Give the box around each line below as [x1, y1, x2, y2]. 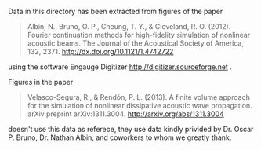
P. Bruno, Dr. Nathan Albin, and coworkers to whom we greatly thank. [8, 133, 232, 142]
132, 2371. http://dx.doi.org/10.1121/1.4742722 [27, 47, 174, 56]
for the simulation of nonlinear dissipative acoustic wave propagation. [27, 101, 252, 110]
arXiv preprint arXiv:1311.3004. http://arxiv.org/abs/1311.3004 [27, 109, 225, 119]
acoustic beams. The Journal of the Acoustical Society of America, [27, 38, 245, 48]
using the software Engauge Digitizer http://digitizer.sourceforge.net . [8, 62, 233, 71]
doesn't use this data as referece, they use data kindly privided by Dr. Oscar [8, 125, 254, 134]
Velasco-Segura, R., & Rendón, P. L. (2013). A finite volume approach [27, 93, 251, 101]
